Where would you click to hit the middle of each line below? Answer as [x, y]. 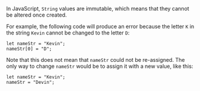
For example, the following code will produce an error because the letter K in [100, 26]
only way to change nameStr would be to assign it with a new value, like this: [100, 66]
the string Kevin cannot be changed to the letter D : [68, 33]
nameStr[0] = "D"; [29, 49]
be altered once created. [37, 15]
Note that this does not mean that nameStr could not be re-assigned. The [96, 60]
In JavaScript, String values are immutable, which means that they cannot [98, 9]
